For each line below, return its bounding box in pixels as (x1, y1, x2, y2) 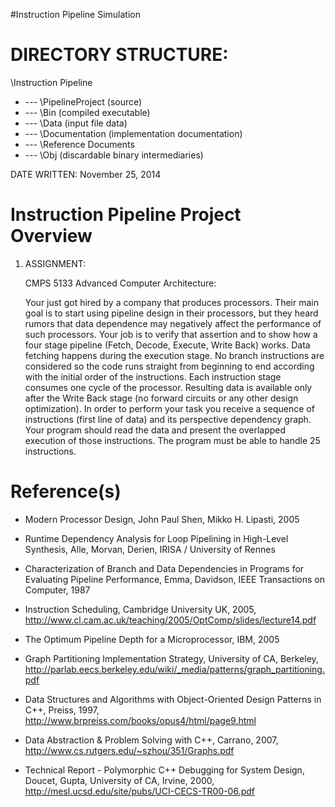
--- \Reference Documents (24, 138, 135, 150)
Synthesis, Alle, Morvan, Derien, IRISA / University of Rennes (24, 543, 276, 555)
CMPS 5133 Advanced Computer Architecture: (24, 277, 217, 289)
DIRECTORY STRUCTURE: (10, 44, 229, 66)
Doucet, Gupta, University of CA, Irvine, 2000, (24, 774, 215, 786)
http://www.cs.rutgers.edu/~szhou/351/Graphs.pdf (24, 744, 235, 756)
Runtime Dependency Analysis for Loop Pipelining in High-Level (24, 532, 289, 544)
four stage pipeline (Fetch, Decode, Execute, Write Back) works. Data (24, 339, 311, 351)
